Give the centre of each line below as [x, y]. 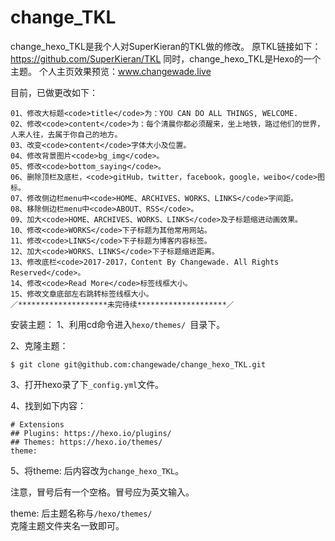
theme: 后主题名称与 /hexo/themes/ [81, 513]
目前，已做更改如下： [54, 92]
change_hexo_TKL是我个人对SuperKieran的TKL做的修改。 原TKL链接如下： [166, 46]
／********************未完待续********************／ [122, 304]
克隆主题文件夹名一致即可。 [67, 525]
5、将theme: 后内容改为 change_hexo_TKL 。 [97, 470]
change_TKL [63, 17]
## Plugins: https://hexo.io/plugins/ [91, 433]
